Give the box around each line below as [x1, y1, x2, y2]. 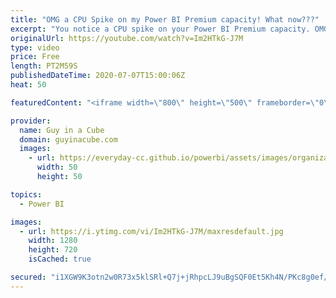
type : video [10, 42, 60, 53]
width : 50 [36, 162, 78, 173]
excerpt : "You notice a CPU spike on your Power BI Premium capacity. [10, 24, 311, 34]
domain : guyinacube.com [19, 134, 118, 145]
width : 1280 [28, 236, 78, 246]
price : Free [10, 52, 60, 62]
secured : [10, 272, 47, 282]
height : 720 [28, 245, 78, 255]
